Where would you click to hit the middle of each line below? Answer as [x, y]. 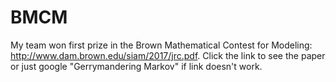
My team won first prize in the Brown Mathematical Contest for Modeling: [161, 45]
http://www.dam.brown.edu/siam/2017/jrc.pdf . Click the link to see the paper [168, 55]
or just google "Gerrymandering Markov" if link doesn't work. [136, 66]
